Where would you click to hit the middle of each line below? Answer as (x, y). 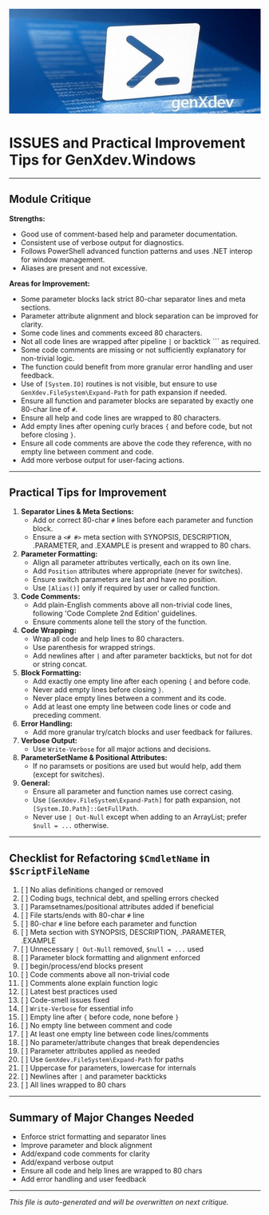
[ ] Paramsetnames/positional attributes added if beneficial (117, 907)
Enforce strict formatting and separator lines (93, 1137)
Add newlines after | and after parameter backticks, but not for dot (142, 656)
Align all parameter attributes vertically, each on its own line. (132, 563)
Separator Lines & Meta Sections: (77, 512)
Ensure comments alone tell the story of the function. (120, 622)
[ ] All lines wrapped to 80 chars (73, 1085)
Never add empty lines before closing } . (98, 690)
